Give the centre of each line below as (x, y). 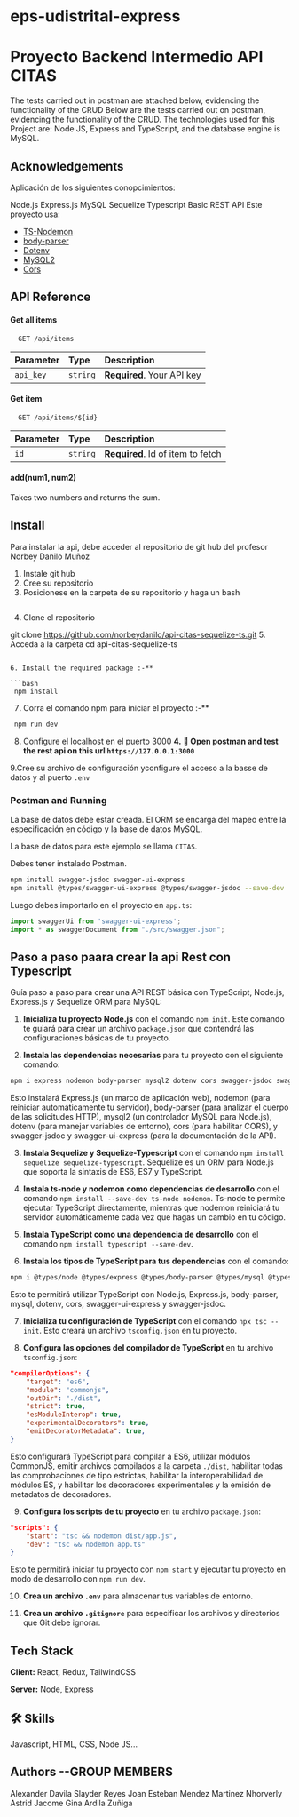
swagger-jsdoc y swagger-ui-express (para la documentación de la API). (143, 1136)
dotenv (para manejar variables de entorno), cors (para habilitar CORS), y (144, 1127)
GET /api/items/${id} (58, 418)
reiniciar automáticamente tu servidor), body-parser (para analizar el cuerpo (149, 1107)
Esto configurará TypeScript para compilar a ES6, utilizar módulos (130, 1456)
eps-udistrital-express (95, 16)
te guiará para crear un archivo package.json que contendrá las (138, 1029)
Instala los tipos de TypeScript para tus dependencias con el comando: (156, 1261)
